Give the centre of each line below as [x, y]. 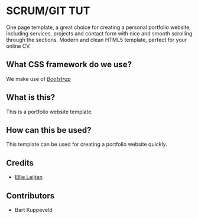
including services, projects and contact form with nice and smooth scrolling [99, 33]
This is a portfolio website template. [50, 112]
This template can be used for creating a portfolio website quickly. [87, 144]
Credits [20, 163]
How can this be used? [49, 130]
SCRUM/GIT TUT [48, 11]
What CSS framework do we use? [69, 65]
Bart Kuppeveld [33, 210]
